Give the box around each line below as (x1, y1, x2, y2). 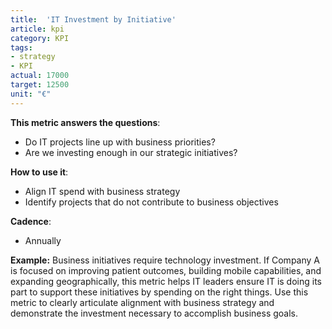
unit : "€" (10, 89, 52, 99)
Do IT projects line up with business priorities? (24, 136, 216, 148)
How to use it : (10, 166, 69, 178)
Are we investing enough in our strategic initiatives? (24, 146, 238, 158)
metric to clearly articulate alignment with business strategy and (10, 296, 275, 308)
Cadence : (10, 215, 52, 227)
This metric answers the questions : (10, 116, 161, 128)
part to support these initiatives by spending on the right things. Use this (10, 286, 309, 298)
